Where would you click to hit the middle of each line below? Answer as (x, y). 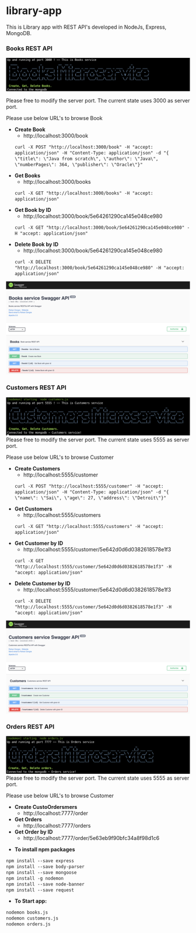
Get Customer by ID (39, 543)
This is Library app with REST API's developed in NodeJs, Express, (86, 27)
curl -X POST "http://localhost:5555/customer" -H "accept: (89, 486)
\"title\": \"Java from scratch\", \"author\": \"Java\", (86, 159)
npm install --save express (40, 861)
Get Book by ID (33, 210)
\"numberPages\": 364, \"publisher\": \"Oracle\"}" (78, 165)
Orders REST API (30, 726)
